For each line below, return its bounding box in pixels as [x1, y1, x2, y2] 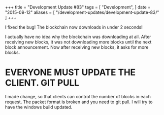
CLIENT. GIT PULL [5, 77, 80, 88]
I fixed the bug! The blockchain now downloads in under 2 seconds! [5, 24, 143, 30]
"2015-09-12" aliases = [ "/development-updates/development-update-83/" [5, 9, 159, 15]
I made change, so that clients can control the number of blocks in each [5, 93, 151, 99]
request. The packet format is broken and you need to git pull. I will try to [5, 99, 153, 105]
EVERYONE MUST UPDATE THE [5, 67, 136, 78]
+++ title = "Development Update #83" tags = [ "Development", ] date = [5, 4, 151, 10]
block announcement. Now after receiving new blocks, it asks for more [5, 44, 149, 50]
